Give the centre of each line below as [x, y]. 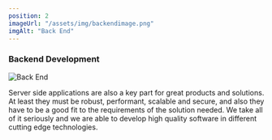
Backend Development [54, 59]
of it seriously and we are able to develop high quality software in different [133, 118]
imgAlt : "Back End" [41, 31]
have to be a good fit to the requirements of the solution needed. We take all [136, 109]
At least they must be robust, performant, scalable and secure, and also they [136, 101]
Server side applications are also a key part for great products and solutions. [136, 92]
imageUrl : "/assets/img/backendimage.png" [81, 23]
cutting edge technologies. [53, 127]
